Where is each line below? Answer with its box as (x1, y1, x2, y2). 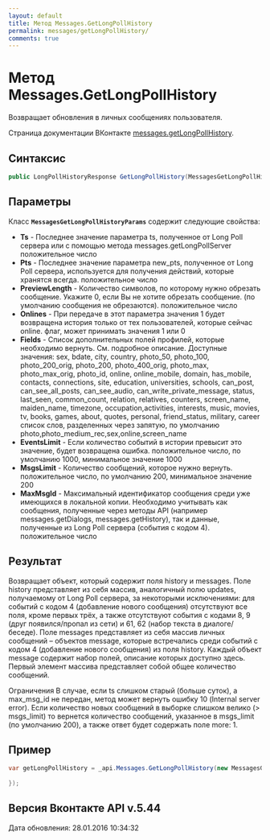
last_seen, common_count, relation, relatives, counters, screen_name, (19, 394, 252, 404)
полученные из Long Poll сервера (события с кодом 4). (19, 522, 211, 532)
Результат (8, 554, 63, 568)
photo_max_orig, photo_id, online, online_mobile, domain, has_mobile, (19, 369, 252, 378)
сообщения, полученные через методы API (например (19, 505, 208, 515)
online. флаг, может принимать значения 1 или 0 (19, 326, 186, 336)
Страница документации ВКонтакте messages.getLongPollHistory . (8, 128, 235, 138)
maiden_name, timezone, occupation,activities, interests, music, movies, (19, 403, 260, 413)
